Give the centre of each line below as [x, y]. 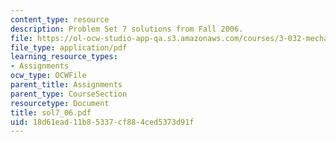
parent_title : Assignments [66, 85]
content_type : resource [60, 19]
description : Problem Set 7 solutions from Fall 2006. [127, 29]
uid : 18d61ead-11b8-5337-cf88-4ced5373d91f [102, 122]
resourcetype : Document [60, 103]
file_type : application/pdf [69, 47]
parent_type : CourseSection [69, 94]
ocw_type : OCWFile [48, 76]
